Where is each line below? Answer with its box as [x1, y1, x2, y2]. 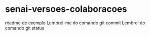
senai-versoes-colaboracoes [5, 3, 127, 15]
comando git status [5, 25, 44, 31]
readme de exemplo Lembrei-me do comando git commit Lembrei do [5, 20, 146, 26]
